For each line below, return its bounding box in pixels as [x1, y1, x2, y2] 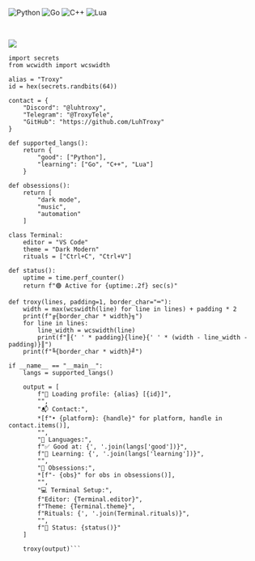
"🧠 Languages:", [37, 436, 92, 444]
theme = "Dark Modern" [23, 245, 100, 253]
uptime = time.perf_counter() [23, 274, 125, 282]
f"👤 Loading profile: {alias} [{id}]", [37, 390, 172, 398]
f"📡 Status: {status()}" [37, 524, 121, 532]
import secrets [8, 54, 60, 62]
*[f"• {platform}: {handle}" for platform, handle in [37, 414, 223, 423]
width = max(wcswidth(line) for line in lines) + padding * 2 [23, 305, 237, 313]
